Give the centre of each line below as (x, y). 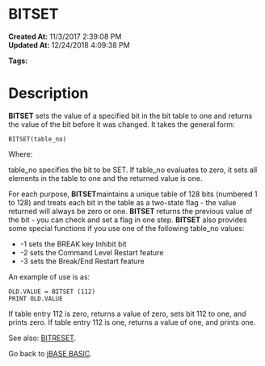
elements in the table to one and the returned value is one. (105, 178)
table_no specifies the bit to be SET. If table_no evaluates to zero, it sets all (133, 170)
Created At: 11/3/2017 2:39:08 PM (65, 36)
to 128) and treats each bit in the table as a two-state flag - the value (122, 202)
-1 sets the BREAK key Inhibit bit (73, 244)
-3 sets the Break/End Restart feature (82, 261)
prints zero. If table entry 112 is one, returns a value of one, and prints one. (132, 322)
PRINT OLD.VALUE (36, 299)
